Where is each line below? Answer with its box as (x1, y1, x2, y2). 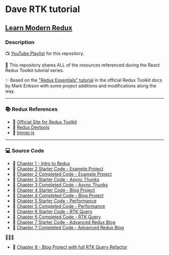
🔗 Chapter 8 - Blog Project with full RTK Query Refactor (12, 244, 128, 250)
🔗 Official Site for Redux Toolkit (12, 119, 77, 125)
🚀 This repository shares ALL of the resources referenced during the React (5, 62, 160, 68)
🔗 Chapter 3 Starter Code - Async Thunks (12, 177, 100, 183)
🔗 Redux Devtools (12, 124, 50, 130)
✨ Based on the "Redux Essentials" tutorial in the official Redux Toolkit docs (5, 77, 162, 83)
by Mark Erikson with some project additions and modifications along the (5, 82, 157, 89)
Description (5, 39, 35, 46)
